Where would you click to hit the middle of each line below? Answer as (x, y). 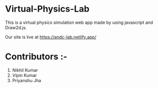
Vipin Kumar (24, 75)
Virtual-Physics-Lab (47, 9)
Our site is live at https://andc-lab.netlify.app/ (51, 37)
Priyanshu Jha (27, 80)
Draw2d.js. (16, 27)
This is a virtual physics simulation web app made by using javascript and (79, 22)
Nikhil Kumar (25, 70)
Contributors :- (36, 57)
